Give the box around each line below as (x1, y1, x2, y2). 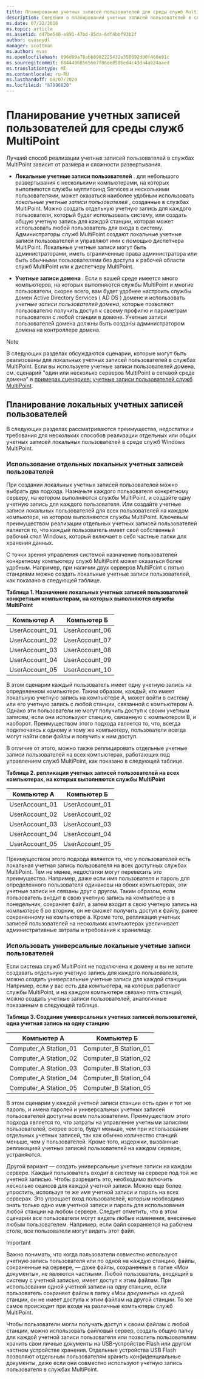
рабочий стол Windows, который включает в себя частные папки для (6, 533, 187, 540)
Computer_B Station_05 (83, 1084, 151, 1092)
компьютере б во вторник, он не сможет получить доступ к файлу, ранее (6, 907, 197, 914)
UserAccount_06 (63, 626, 112, 635)
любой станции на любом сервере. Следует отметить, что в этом (6, 1208, 177, 1215)
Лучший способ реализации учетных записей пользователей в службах (6, 154, 194, 162)
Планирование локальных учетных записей (6, 400, 183, 410)
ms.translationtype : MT (6, 65, 67, 72)
